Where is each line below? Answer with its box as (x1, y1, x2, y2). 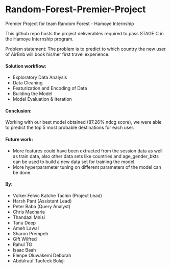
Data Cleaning (12, 80, 43, 86)
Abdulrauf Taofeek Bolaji (12, 257, 65, 264)
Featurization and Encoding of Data (12, 85, 87, 92)
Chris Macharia (12, 209, 45, 215)
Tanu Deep (12, 219, 36, 226)
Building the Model (12, 91, 53, 97)
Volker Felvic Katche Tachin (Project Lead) (12, 192, 102, 198)
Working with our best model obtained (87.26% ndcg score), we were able (5, 119, 162, 125)
